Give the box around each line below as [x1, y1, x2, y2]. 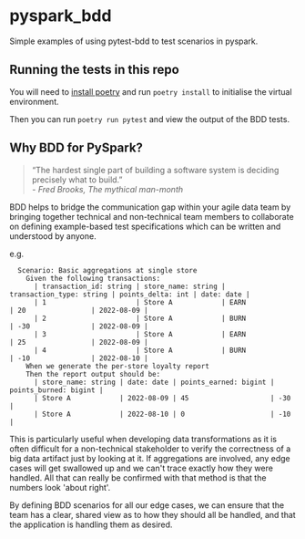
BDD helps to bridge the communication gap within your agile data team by [9, 202, 291, 212]
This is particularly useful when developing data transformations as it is [9, 433, 278, 444]
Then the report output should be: [25, 369, 161, 378]
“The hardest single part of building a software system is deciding [31, 164, 280, 175]
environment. [9, 96, 59, 107]
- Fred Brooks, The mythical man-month [31, 183, 184, 194]
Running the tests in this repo [9, 62, 179, 78]
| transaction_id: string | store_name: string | [33, 282, 226, 291]
